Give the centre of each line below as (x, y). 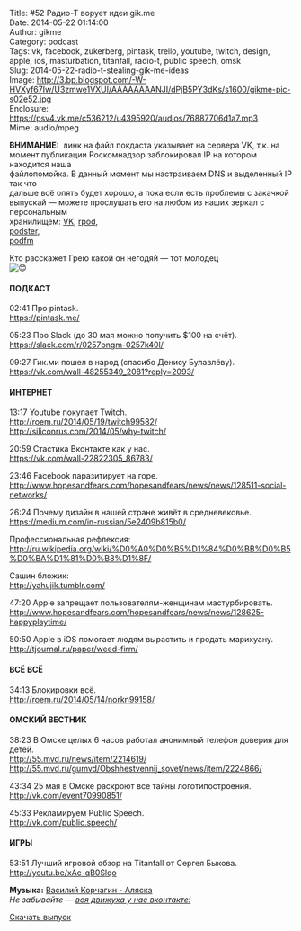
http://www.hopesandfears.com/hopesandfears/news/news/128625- (137, 613)
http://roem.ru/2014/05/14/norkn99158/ (82, 699)
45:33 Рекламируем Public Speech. (77, 812)
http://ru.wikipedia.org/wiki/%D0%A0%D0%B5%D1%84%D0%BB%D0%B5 (150, 549)
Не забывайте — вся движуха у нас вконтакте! (100, 900)
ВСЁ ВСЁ (26, 670)
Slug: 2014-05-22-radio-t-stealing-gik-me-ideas (99, 70)
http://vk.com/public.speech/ (63, 822)
